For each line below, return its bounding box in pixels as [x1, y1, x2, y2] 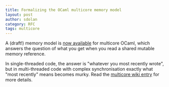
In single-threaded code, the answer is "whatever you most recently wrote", [5, 61, 164, 67]
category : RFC [5, 21, 36, 27]
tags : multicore [5, 26, 40, 31]
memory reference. [5, 51, 46, 57]
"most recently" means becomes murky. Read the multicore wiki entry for [5, 71, 159, 77]
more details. [5, 77, 33, 83]
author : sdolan [5, 17, 38, 22]
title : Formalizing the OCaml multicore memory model [5, 7, 122, 13]
